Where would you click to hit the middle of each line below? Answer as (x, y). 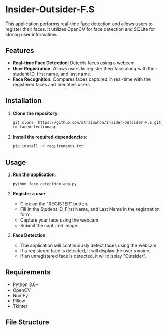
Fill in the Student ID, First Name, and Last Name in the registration (90, 209)
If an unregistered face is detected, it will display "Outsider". (83, 256)
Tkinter (20, 306)
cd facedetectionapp (34, 127)
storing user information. (31, 34)
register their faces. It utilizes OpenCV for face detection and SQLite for (80, 29)
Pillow (19, 301)
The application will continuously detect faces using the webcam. (89, 245)
